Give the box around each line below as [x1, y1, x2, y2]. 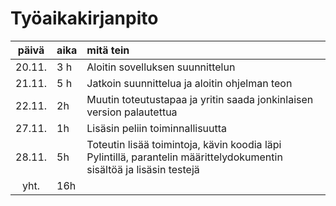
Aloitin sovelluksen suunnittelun [86, 60, 236, 74]
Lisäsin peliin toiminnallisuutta [86, 121, 228, 135]
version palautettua [86, 105, 178, 119]
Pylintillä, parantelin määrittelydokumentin [86, 150, 283, 164]
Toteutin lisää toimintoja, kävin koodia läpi [86, 137, 282, 151]
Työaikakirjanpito [10, 7, 159, 30]
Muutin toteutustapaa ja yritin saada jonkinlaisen [86, 92, 314, 106]
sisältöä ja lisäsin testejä [86, 162, 200, 176]
